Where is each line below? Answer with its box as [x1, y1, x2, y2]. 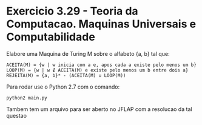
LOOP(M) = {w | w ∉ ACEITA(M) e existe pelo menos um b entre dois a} [6, 67, 189, 73]
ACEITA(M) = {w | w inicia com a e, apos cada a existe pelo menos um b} [6, 62, 197, 68]
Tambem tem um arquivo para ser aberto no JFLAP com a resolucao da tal [6, 105, 192, 113]
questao [6, 112, 27, 119]
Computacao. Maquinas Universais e [6, 17, 196, 31]
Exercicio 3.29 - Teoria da [6, 4, 138, 18]
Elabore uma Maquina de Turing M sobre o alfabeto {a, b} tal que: [6, 50, 170, 57]
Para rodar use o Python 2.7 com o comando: [6, 83, 120, 90]
